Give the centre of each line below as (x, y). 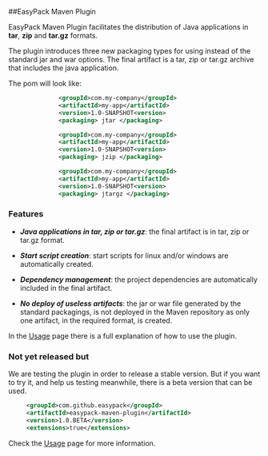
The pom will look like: (45, 83)
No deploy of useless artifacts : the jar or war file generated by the (130, 303)
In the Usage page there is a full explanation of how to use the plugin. (123, 335)
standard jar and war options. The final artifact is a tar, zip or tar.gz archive (131, 59)
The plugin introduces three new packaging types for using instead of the (130, 51)
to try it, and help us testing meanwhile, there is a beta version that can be (130, 383)
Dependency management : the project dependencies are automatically (139, 280)
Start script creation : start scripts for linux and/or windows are (124, 256)
